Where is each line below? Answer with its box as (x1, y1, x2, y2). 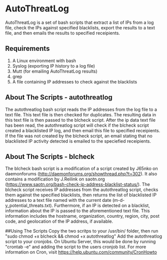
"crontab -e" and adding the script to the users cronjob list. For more (5, 244, 147, 250)
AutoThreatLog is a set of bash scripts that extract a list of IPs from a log (5, 19, 154, 25)
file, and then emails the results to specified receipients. (5, 30, 121, 36)
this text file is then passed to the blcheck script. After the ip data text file (5, 117, 156, 123)
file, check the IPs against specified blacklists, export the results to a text (5, 24, 156, 30)
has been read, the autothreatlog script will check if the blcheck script (5, 122, 149, 128)
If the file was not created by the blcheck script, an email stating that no (5, 133, 153, 139)
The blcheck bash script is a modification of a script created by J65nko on (5, 166, 158, 172)
